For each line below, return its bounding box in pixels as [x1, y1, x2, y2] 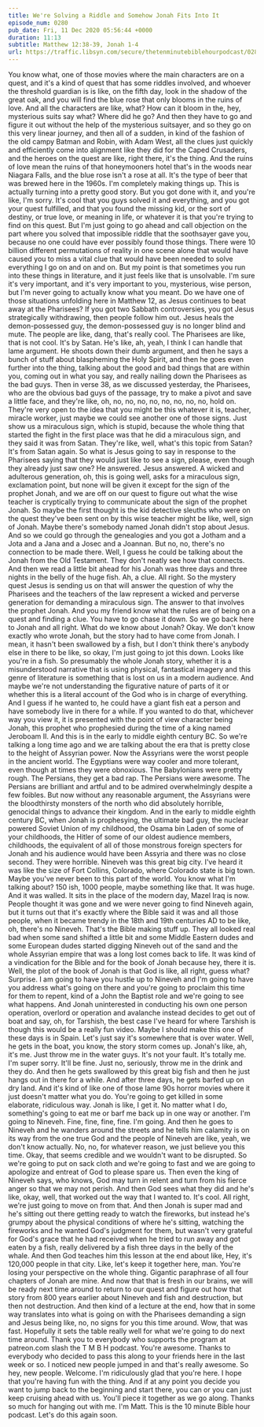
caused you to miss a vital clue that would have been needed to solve [8, 254, 233, 263]
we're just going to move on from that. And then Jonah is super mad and [8, 1201, 243, 1210]
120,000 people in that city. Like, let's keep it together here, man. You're [8, 1259, 241, 1269]
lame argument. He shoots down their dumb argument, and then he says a [8, 346, 249, 356]
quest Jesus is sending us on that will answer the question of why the [8, 581, 234, 590]
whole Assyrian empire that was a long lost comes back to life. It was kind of [8, 949, 256, 959]
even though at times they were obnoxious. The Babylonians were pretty [8, 766, 243, 774]
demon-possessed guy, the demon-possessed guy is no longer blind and [8, 321, 246, 330]
